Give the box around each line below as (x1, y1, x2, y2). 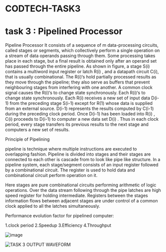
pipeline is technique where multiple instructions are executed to (5, 146, 137, 152)
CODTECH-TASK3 (5, 3, 81, 14)
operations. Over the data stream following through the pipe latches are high (5, 187, 161, 193)
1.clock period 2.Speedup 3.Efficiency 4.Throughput (5, 222, 111, 229)
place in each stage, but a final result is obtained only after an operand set (5, 58, 157, 64)
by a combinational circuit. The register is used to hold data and (5, 167, 135, 173)
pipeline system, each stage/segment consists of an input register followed (5, 162, 159, 168)
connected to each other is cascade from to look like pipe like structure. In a (5, 157, 161, 163)
